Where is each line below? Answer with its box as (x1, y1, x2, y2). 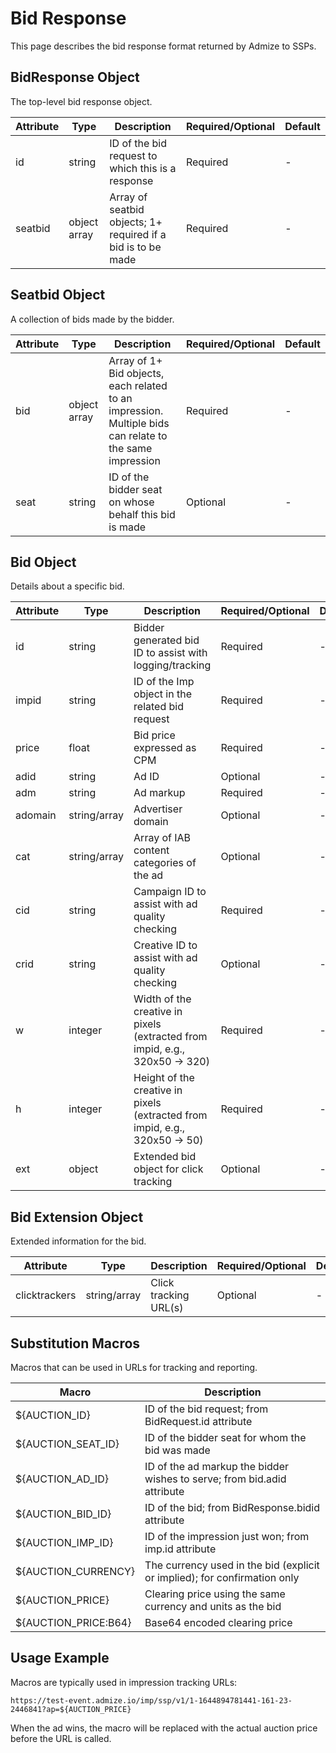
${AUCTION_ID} (15, 1408, 91, 1422)
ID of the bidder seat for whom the (144, 1431, 307, 1444)
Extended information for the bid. (10, 1235, 147, 1247)
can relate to (108, 428, 168, 442)
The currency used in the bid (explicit (144, 1558, 320, 1572)
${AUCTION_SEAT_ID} (15, 1437, 120, 1451)
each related (108, 378, 168, 392)
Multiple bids (108, 416, 170, 430)
